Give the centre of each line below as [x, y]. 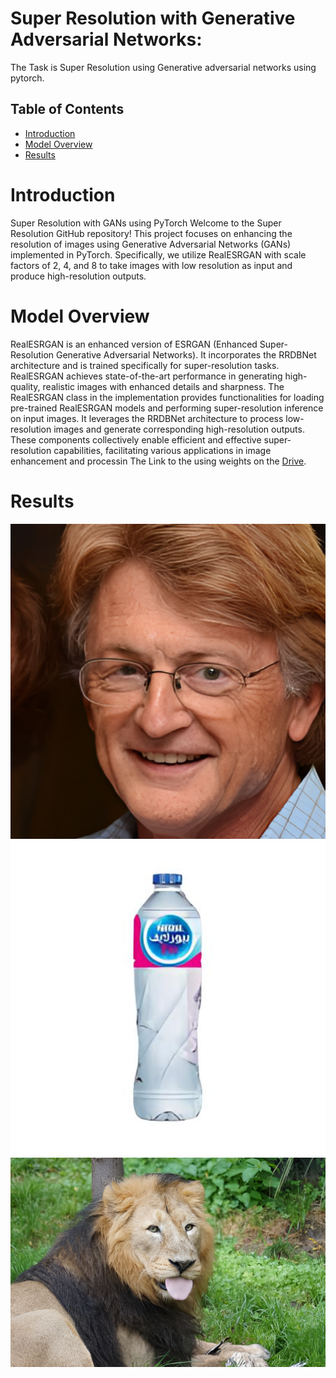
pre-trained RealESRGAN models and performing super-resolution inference [167, 408]
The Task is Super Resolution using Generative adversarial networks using [163, 67]
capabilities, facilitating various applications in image [162, 450]
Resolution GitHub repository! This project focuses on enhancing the [151, 233]
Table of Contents [67, 109]
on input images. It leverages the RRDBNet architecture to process [147, 418]
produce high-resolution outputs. [78, 276]
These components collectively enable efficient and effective [136, 439]
